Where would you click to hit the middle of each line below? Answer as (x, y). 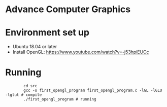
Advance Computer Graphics (68, 9)
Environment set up (47, 33)
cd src (30, 86)
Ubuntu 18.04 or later (35, 47)
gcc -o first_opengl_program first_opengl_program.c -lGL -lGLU (93, 91)
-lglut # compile (24, 95)
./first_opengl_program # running (60, 99)
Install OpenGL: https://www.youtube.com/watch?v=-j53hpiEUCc (81, 52)
